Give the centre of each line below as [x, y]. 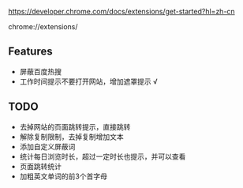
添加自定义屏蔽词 [47, 146]
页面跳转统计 [40, 166]
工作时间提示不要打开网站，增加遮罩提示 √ [88, 81]
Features [30, 52]
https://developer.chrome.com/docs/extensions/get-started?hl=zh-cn [121, 11]
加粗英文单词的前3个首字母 [64, 176]
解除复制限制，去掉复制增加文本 [71, 137]
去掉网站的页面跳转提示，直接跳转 [75, 126]
